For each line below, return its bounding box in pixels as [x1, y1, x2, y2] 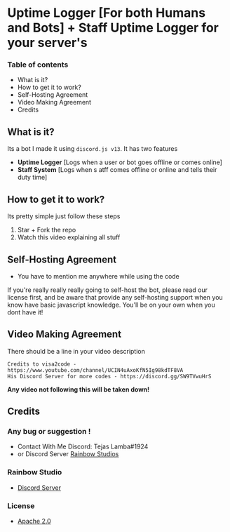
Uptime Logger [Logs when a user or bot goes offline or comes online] [17, 158, 223, 166]
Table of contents [7, 60, 69, 69]
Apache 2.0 [17, 517, 51, 526]
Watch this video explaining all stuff [17, 233, 121, 241]
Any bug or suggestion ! [7, 427, 91, 437]
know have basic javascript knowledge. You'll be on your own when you [7, 300, 215, 309]
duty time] [17, 173, 48, 182]
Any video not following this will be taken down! [7, 385, 150, 394]
